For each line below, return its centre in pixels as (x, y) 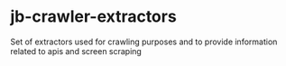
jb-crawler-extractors (93, 17)
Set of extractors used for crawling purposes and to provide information (144, 42)
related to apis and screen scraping (76, 51)
